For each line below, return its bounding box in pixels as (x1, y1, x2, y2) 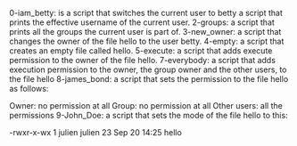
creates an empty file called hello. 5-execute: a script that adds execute (9, 45, 273, 56)
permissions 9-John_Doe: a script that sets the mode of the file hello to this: (9, 110, 288, 120)
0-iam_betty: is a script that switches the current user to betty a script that (9, 8, 283, 18)
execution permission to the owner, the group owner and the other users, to (9, 64, 287, 75)
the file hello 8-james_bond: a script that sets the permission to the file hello (9, 74, 289, 84)
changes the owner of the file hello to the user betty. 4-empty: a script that (9, 36, 285, 46)
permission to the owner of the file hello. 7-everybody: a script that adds (9, 55, 276, 65)
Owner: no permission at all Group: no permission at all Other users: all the (9, 101, 283, 110)
